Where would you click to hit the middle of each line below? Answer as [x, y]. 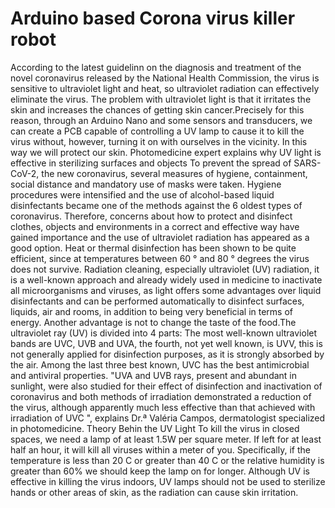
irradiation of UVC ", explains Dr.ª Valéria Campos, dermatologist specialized [168, 418]
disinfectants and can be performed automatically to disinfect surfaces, [157, 301]
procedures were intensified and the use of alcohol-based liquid [142, 194]
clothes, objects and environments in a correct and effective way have [155, 226]
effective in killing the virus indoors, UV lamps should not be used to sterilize [168, 481]
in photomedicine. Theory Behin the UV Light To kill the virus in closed [155, 428]
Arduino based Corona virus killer [153, 18]
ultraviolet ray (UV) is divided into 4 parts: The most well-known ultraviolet [164, 333]
